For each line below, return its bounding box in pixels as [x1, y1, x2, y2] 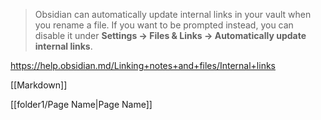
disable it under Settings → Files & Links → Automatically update [34, 30, 307, 41]
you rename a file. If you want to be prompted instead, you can [34, 19, 294, 31]
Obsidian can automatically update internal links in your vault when [34, 9, 312, 20]
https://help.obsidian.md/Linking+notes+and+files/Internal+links [10, 60, 276, 71]
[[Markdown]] [10, 79, 68, 91]
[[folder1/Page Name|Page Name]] [10, 99, 153, 110]
